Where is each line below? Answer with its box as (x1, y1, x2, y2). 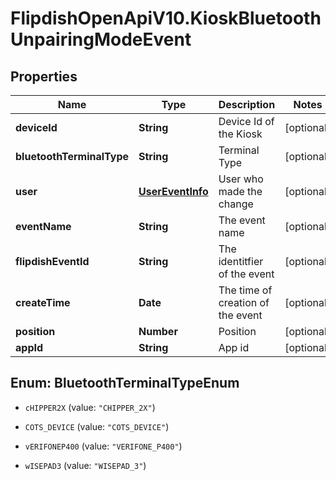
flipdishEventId (15, 255, 90, 268)
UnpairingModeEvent (10, 28, 192, 51)
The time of (218, 283, 273, 297)
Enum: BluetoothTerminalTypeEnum (10, 375, 240, 392)
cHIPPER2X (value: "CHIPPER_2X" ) (24, 401, 156, 413)
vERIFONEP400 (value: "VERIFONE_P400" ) (24, 440, 183, 452)
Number (138, 325, 178, 338)
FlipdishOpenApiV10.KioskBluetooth (10, 7, 322, 30)
